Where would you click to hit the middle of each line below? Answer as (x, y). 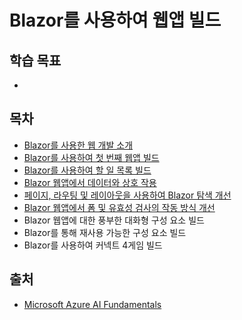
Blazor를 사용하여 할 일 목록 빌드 (87, 170)
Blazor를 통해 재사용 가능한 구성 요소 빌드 (105, 232)
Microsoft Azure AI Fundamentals (92, 304)
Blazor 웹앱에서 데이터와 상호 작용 (90, 182)
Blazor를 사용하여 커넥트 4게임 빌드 (93, 245)
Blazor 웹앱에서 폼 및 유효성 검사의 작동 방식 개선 (119, 207)
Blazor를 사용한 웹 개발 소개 (78, 145)
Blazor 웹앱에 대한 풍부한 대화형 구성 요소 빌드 (114, 220)
